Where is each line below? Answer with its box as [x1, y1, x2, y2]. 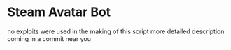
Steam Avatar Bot [7, 4, 111, 20]
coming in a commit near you [7, 34, 91, 42]
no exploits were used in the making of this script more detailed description [7, 27, 225, 35]
